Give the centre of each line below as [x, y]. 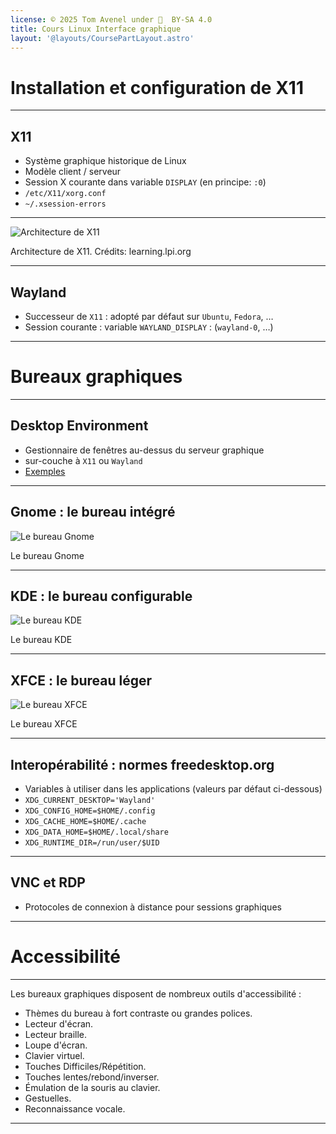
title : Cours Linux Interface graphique [96, 29]
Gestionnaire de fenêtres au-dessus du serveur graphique [144, 450]
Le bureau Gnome [47, 555]
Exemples [45, 471]
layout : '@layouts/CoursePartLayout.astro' [102, 38]
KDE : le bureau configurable [101, 596]
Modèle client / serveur [73, 172]
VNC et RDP [48, 882]
